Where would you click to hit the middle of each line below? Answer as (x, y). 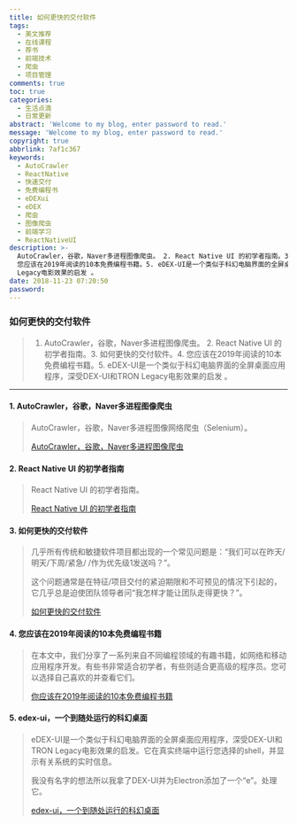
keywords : (27, 157)
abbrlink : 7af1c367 (45, 149)
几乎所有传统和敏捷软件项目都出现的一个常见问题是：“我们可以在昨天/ (158, 552)
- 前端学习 (34, 231)
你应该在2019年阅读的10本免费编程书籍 (102, 696)
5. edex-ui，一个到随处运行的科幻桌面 (79, 718)
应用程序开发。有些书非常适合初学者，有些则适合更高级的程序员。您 (155, 666)
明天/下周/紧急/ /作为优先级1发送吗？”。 (103, 563)
